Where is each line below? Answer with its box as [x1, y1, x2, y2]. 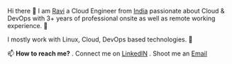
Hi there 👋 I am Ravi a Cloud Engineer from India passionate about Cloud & [7, 7, 225, 15]
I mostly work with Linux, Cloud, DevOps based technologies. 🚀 [7, 35, 193, 44]
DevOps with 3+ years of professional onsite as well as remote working [7, 14, 216, 23]
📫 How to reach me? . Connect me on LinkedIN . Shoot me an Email [7, 49, 208, 58]
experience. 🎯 [7, 22, 48, 30]
